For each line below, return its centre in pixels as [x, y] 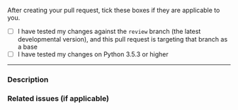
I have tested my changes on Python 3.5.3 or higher [93, 54]
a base [27, 47]
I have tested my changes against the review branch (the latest [109, 31]
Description [28, 80]
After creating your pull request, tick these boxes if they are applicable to [114, 10]
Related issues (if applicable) [58, 98]
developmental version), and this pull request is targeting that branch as [123, 39]
